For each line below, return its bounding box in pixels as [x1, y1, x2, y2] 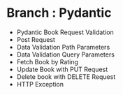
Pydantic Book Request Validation [16, 28, 115, 36]
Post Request [16, 35, 55, 43]
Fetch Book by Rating [16, 57, 78, 66]
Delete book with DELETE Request [16, 72, 116, 81]
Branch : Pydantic [6, 5, 112, 21]
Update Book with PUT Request [16, 65, 108, 73]
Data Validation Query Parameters [16, 50, 115, 59]
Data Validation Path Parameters [16, 43, 110, 51]
